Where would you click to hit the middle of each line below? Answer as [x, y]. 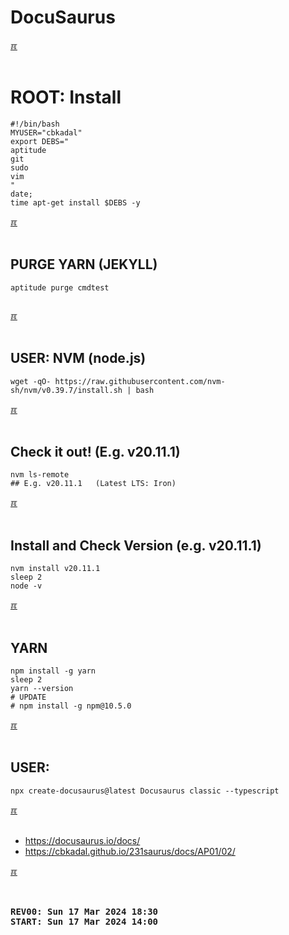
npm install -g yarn [53, 671]
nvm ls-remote [40, 475]
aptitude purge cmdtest [60, 287]
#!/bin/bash [35, 124]
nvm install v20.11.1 [55, 569]
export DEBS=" [40, 141]
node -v [26, 586]
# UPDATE [28, 697]
